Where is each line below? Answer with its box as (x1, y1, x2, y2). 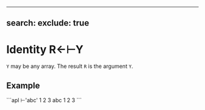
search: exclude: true (6, 18, 90, 28)
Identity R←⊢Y (6, 42, 84, 56)
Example (6, 80, 40, 90)
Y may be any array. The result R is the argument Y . (6, 62, 134, 70)
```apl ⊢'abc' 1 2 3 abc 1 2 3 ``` (6, 97, 82, 104)
